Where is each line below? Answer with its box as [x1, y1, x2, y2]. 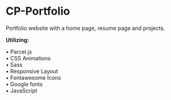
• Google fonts [5, 80, 43, 88]
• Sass [5, 61, 23, 68]
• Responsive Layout [5, 67, 59, 74]
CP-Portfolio [5, 4, 70, 18]
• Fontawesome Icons [5, 74, 62, 81]
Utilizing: [5, 36, 29, 43]
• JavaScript [5, 87, 38, 94]
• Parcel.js [5, 48, 32, 55]
